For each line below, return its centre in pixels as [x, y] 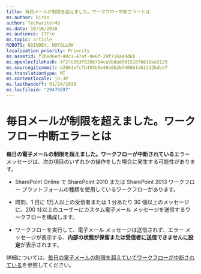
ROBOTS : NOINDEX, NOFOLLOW [40, 46]
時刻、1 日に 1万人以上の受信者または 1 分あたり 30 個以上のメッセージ [102, 202]
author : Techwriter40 [33, 23]
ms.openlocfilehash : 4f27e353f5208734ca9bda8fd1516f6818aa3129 [87, 62]
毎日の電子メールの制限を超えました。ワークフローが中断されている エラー [98, 154]
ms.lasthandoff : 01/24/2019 [41, 85]
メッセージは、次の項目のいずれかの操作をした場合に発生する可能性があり [98, 161]
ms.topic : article [29, 40]
